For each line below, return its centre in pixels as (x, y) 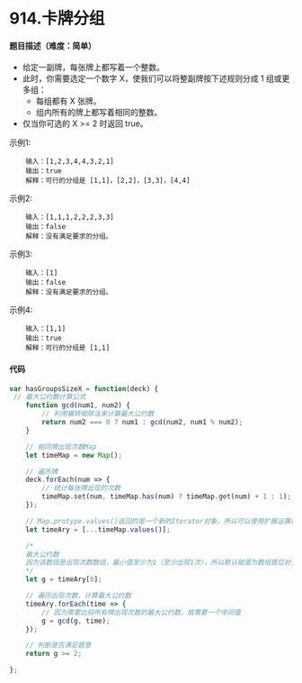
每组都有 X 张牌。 (68, 101)
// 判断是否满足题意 (58, 645)
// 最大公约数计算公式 (49, 397)
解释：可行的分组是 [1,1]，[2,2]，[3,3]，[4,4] (108, 181)
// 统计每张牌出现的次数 (81, 488)
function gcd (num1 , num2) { (78, 405)
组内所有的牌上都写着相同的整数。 (99, 113)
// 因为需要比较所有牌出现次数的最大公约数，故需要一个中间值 (141, 612)
